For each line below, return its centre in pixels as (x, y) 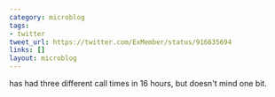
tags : (19, 26)
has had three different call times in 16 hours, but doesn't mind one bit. (138, 83)
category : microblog (47, 17)
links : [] (27, 50)
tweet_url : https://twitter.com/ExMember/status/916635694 (121, 42)
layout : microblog (43, 58)
